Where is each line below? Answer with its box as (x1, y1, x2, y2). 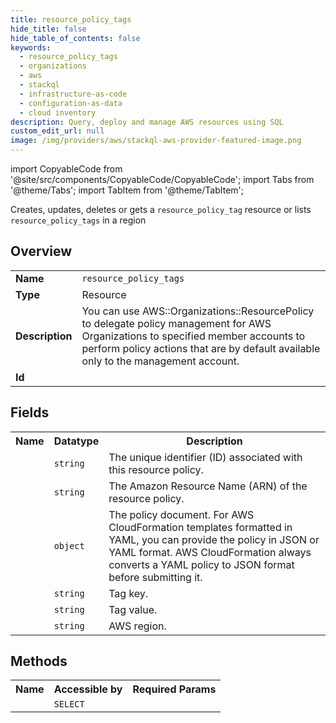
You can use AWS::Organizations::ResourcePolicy (81, 304, 315, 318)
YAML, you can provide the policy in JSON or (108, 532, 320, 546)
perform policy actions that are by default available (81, 341, 321, 355)
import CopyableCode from (10, 163, 123, 175)
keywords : (10, 42, 52, 53)
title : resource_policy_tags (10, 14, 132, 25)
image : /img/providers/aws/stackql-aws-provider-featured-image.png (10, 136, 302, 146)
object (53, 540, 85, 551)
